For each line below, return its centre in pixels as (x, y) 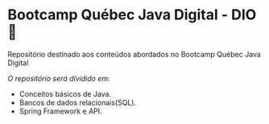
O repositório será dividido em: (59, 78)
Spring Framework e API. (60, 111)
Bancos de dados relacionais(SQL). (78, 102)
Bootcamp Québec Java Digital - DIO (132, 15)
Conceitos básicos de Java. (65, 93)
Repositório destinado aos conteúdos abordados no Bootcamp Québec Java (134, 54)
